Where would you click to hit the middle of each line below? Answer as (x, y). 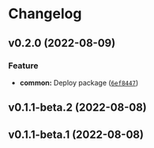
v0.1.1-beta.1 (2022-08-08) (76, 134)
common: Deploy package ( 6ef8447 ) (79, 82)
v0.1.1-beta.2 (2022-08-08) (78, 108)
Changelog (45, 14)
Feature (23, 66)
